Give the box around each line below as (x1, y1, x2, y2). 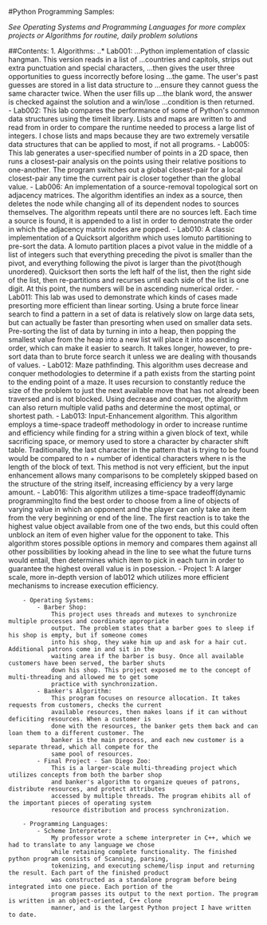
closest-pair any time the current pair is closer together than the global (8, 173, 241, 183)
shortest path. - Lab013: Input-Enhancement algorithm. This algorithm (8, 411, 238, 420)
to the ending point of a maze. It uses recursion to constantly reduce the (8, 377, 245, 387)
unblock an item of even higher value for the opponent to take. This (8, 530, 230, 539)
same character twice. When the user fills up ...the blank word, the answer (8, 89, 253, 98)
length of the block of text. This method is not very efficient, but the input (8, 462, 249, 471)
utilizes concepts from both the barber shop (8, 771, 162, 779)
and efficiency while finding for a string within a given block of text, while (8, 428, 249, 438)
